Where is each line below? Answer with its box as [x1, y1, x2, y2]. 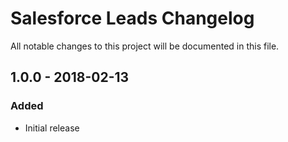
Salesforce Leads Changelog [10, 7, 255, 30]
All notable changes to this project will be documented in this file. [10, 40, 280, 52]
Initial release [24, 122, 80, 134]
